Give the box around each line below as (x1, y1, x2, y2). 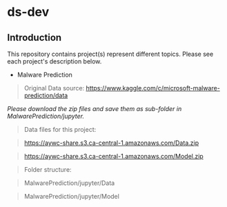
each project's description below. (7, 57, 102, 66)
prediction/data (23, 91, 68, 99)
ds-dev (7, 4, 50, 20)
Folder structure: (23, 166, 72, 173)
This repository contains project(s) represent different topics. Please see (7, 50, 214, 58)
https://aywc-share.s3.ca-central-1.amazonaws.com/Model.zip (23, 152, 204, 160)
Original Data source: (23, 84, 85, 92)
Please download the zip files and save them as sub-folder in (7, 105, 182, 112)
